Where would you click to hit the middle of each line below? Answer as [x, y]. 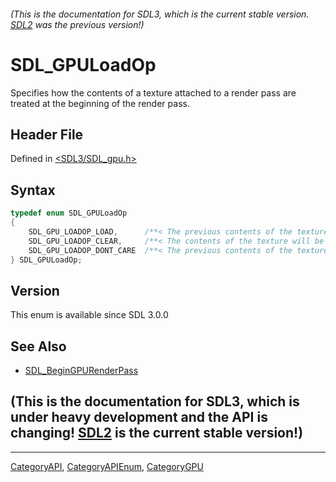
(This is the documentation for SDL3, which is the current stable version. [160, 14]
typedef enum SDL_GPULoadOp [69, 213]
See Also [38, 346]
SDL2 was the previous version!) [77, 24]
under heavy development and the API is [139, 417]
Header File [47, 134]
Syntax [33, 190]
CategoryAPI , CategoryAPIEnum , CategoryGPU [107, 466]
